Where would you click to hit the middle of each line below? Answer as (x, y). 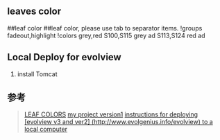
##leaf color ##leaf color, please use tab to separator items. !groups (105, 28)
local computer (46, 129)
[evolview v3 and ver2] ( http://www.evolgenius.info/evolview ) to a (118, 122)
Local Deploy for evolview (64, 57)
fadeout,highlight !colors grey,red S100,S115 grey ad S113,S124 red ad (107, 35)
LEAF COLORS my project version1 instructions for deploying (111, 114)
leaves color (34, 11)
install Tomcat (37, 74)
